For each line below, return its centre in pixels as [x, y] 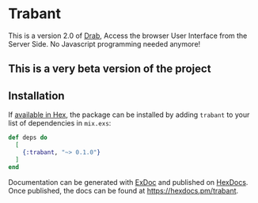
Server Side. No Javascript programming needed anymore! [104, 43]
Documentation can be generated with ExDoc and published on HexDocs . [128, 182]
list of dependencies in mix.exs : [60, 123]
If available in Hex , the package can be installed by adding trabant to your [129, 115]
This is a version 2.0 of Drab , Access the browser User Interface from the [128, 36]
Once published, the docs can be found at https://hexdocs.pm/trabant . [123, 190]
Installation [36, 96]
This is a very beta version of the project [110, 69]
